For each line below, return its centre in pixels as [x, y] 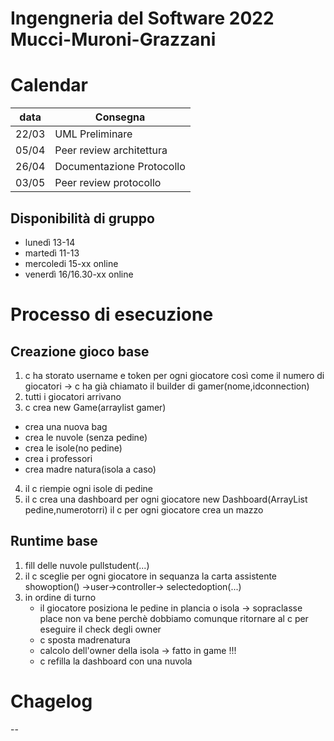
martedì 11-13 [52, 253]
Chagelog [51, 701]
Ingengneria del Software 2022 [142, 18]
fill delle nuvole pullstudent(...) [87, 565]
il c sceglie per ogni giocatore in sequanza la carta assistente [151, 576]
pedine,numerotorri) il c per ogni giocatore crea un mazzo [144, 509]
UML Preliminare [93, 134]
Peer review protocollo [108, 183]
